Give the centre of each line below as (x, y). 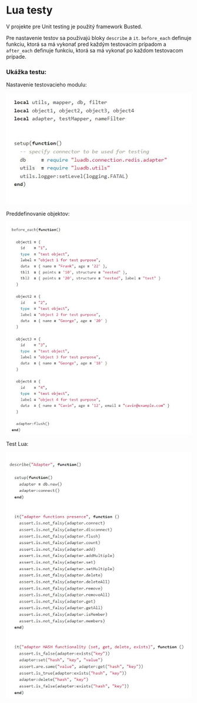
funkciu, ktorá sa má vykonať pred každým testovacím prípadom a (86, 44)
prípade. (16, 56)
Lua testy (29, 10)
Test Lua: (17, 444)
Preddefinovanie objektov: (38, 214)
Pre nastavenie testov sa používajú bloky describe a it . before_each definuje (99, 38)
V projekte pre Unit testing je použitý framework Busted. (74, 26)
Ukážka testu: (26, 72)
